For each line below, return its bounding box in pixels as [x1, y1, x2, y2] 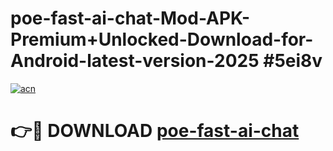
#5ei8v [263, 50, 323, 72]
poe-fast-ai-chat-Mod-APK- [10, 7, 251, 30]
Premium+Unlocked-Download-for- [10, 28, 314, 51]
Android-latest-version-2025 [10, 50, 260, 72]
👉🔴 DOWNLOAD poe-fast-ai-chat [10, 120, 300, 142]
